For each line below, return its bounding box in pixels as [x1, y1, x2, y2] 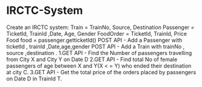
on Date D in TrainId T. [6, 75, 62, 82]
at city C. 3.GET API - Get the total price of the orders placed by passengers [6, 68, 197, 76]
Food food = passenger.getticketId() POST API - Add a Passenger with [6, 36, 183, 43]
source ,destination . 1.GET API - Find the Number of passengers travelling [6, 49, 192, 56]
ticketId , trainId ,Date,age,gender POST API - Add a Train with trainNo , [6, 43, 185, 50]
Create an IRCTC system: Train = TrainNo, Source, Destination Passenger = [6, 24, 195, 31]
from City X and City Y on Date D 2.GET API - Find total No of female [6, 56, 178, 63]
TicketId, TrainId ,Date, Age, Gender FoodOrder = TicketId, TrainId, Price [6, 30, 187, 37]
